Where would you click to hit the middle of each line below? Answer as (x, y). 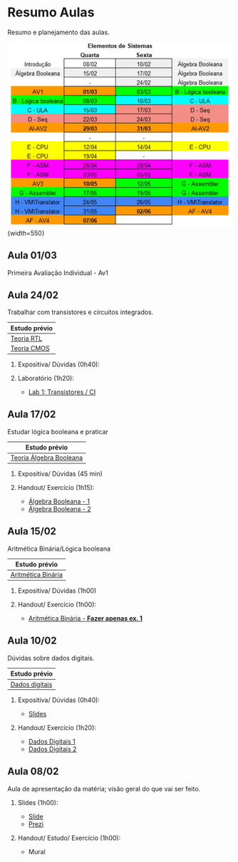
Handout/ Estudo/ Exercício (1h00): (69, 838)
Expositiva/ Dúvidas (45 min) (60, 473)
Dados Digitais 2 (52, 749)
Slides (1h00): (38, 802)
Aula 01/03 (32, 255)
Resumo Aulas (51, 12)
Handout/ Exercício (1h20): (57, 728)
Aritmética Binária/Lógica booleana (59, 548)
